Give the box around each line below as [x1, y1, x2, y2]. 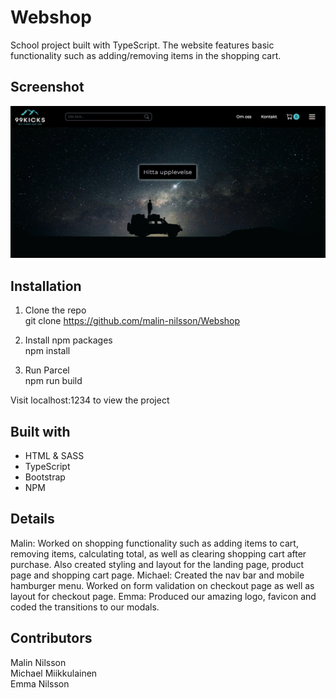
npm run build [24, 375, 83, 387]
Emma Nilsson [10, 677, 70, 690]
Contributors [10, 630, 93, 647]
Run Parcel [24, 364, 70, 376]
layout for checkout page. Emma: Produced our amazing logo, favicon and [10, 590, 317, 602]
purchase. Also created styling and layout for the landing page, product [10, 558, 305, 570]
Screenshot [10, 79, 85, 96]
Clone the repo [24, 304, 87, 316]
